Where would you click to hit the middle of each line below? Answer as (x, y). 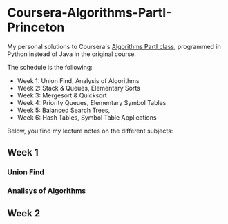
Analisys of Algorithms (47, 191)
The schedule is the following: (50, 67)
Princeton (36, 27)
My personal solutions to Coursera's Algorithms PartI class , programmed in (114, 46)
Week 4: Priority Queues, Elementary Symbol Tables (92, 102)
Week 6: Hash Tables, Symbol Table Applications (87, 117)
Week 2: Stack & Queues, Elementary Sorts (78, 88)
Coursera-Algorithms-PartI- (89, 13)
